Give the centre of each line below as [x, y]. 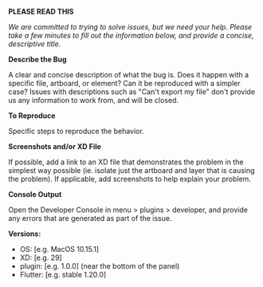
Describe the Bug [37, 59]
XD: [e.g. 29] [41, 258]
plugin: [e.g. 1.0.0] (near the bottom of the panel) [100, 266]
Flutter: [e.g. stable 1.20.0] [63, 275]
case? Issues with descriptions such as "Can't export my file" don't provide [132, 92]
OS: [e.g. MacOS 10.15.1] [59, 249]
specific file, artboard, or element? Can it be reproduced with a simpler [124, 83]
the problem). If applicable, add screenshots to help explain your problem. [130, 179]
